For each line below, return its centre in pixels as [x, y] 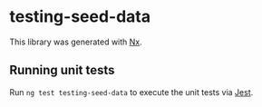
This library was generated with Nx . [76, 42]
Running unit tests [62, 70]
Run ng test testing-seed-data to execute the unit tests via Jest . [131, 92]
